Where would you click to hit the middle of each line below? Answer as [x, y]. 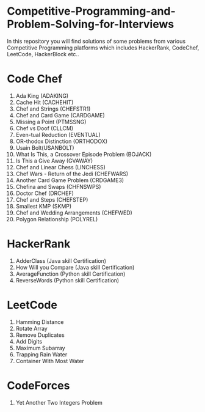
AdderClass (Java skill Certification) [61, 260]
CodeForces [38, 385]
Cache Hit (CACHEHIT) [45, 102]
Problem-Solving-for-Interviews [91, 24]
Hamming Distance [40, 322]
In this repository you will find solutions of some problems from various [96, 41]
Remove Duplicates [40, 335]
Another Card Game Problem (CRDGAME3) [70, 180]
